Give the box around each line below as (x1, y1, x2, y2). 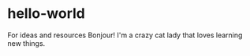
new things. (7, 38, 46, 47)
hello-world (7, 5, 86, 23)
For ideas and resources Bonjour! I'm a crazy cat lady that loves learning (7, 30, 243, 40)
